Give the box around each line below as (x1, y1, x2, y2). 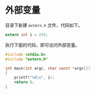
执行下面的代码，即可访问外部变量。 (5, 42, 80, 48)
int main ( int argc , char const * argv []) (5, 66, 91, 71)
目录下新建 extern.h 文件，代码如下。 (5, 22, 83, 28)
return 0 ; (14, 80, 35, 85)
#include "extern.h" (5, 56, 48, 62)
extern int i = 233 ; (5, 32, 48, 37)
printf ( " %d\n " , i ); (14, 75, 55, 80)
